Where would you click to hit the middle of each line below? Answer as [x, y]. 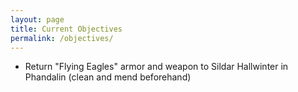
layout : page [37, 19]
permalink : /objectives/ [62, 38]
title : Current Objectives [66, 29]
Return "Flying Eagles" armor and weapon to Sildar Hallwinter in [156, 67]
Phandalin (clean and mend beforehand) [108, 77]
